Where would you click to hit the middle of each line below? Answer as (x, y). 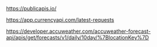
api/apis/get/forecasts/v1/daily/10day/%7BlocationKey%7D (78, 37)
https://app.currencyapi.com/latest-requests (60, 20)
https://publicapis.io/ (31, 9)
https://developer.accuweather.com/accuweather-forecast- (78, 31)
